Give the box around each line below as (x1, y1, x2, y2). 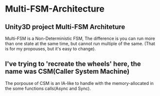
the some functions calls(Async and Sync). (5, 85, 91, 91)
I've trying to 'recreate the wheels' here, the (5, 60, 141, 68)
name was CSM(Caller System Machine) (5, 67, 130, 76)
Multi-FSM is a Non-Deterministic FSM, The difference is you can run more (5, 35, 156, 41)
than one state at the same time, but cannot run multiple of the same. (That (5, 41, 156, 47)
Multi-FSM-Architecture (5, 3, 105, 15)
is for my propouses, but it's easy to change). (5, 46, 96, 51)
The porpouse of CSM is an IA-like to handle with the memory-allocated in (5, 80, 154, 86)
